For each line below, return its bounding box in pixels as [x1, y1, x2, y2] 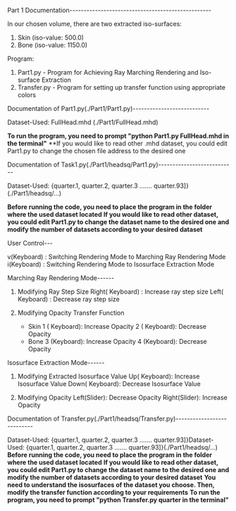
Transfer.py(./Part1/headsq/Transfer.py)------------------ [61, 414, 228, 423]
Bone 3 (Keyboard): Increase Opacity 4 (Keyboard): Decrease [27, 337, 208, 345]
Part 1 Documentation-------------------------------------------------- [7, 6, 212, 14]
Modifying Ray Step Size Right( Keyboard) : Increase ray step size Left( [17, 287, 224, 296]
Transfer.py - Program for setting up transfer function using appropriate [17, 83, 225, 91]
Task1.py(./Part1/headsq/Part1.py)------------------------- [61, 160, 230, 169]
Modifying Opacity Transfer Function [17, 308, 125, 317]
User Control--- [7, 239, 53, 247]
